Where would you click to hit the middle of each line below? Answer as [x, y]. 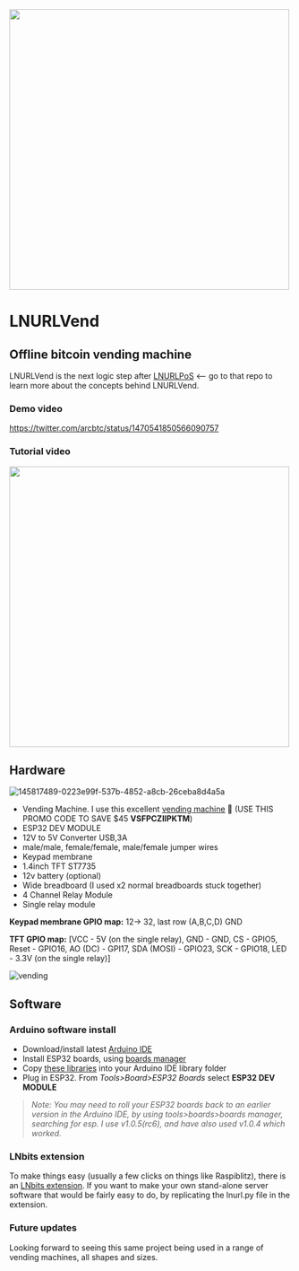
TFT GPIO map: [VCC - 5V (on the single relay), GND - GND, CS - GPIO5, [144, 939]
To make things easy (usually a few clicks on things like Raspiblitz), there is [148, 1176]
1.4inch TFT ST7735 [59, 866]
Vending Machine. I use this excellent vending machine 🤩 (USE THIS [148, 809]
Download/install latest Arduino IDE [87, 1049]
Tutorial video [40, 451]
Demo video [36, 408]
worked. [46, 1134]
